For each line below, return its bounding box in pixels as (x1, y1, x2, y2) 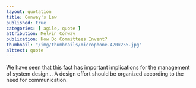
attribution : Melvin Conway (6, 31, 76, 37)
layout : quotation (6, 8, 52, 15)
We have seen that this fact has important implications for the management (6, 64, 190, 71)
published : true (6, 20, 46, 26)
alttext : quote (6, 48, 44, 54)
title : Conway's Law (6, 14, 58, 20)
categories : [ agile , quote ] (6, 25, 81, 32)
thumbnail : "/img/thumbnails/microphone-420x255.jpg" (6, 42, 143, 48)
